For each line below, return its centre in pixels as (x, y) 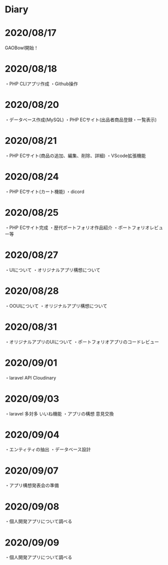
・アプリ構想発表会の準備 (32, 485)
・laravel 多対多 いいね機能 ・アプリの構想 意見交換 (59, 413)
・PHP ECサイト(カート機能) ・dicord (44, 192)
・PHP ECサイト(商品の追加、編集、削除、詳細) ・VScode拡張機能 (75, 156)
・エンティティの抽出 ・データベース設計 (48, 449)
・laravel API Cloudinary (31, 378)
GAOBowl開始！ (22, 48)
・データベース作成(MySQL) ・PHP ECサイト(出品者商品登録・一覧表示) (81, 120)
